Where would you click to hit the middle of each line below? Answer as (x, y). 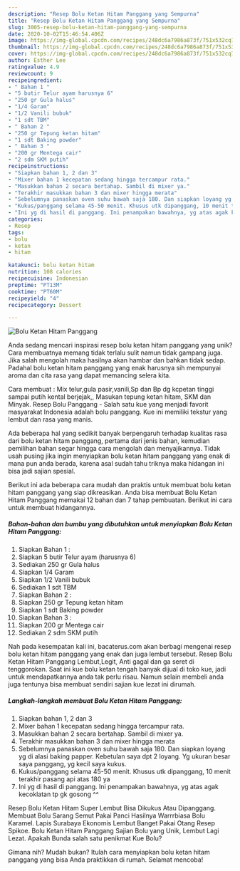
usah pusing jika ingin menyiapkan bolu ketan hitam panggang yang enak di (119, 456)
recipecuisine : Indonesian (48, 278)
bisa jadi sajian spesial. (42, 471)
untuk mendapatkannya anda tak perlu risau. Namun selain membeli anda (116, 677)
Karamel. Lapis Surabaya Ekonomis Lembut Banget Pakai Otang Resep (112, 823)
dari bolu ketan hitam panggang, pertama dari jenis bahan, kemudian (109, 441)
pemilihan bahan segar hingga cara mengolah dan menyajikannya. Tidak (114, 449)
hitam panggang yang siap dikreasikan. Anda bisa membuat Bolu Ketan (113, 493)
